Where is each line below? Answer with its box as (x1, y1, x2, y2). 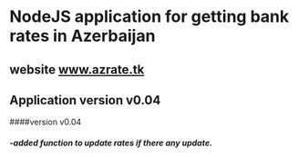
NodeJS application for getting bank (9, 6, 290, 27)
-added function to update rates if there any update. (9, 137, 212, 148)
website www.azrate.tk (9, 62, 145, 77)
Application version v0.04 (9, 93, 161, 108)
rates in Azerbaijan (9, 25, 156, 46)
